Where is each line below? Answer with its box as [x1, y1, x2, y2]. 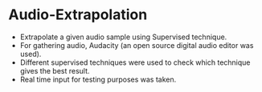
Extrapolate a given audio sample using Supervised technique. [19, 32, 227, 42]
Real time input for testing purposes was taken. [19, 74, 177, 84]
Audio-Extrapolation [8, 6, 148, 24]
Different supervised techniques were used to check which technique [19, 58, 251, 67]
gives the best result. [19, 66, 90, 75]
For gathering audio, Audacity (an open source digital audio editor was [19, 40, 254, 50]
